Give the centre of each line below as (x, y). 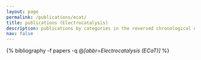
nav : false (20, 34)
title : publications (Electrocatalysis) (57, 23)
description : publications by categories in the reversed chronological (99, 28)
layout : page (22, 12)
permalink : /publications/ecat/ (46, 17)
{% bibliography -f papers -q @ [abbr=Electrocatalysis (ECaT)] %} (88, 50)
